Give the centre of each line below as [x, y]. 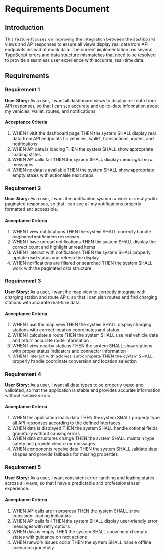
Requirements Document [57, 9]
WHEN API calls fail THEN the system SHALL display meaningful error [83, 159]
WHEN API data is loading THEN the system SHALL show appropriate [83, 149]
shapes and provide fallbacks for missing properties [65, 454]
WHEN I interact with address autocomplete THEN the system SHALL [82, 356]
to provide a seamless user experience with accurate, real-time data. [75, 60]
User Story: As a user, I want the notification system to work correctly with [81, 199]
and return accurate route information [50, 340]
